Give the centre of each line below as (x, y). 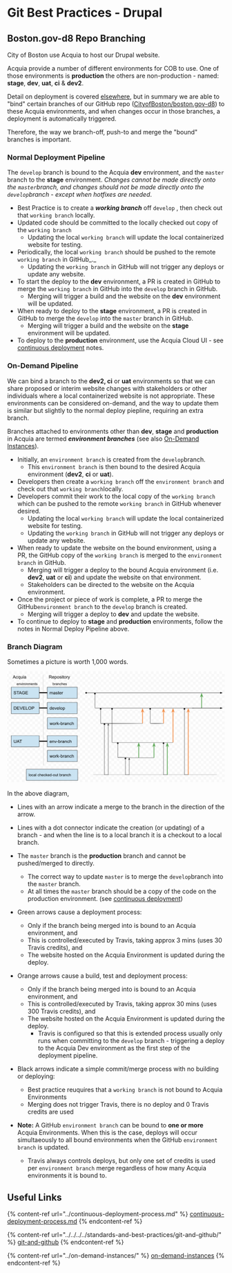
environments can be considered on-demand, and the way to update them (113, 403)
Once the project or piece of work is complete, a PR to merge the (109, 599)
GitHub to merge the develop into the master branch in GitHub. (105, 318)
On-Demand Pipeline (43, 366)
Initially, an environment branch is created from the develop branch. (111, 459)
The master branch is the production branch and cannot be (101, 856)
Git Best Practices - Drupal (85, 13)
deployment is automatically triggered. (62, 118)
